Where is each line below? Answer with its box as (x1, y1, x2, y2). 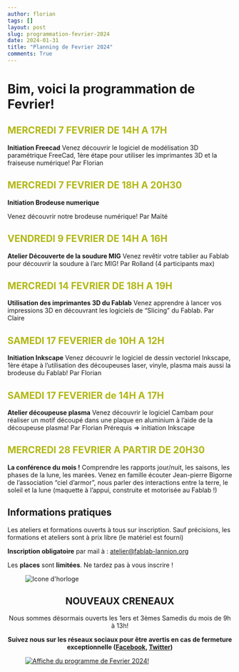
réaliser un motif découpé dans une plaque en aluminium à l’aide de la (7, 415, 213, 424)
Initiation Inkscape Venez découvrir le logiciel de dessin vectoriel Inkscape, (7, 354, 231, 362)
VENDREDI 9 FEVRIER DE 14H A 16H (7, 233, 168, 245)
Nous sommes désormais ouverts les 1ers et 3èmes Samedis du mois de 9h (9, 614, 231, 623)
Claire (7, 314, 25, 322)
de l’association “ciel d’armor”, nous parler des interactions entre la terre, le (7, 478, 228, 487)
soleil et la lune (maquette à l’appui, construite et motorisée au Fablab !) (7, 486, 218, 494)
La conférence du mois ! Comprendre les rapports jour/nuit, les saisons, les (7, 463, 230, 472)
